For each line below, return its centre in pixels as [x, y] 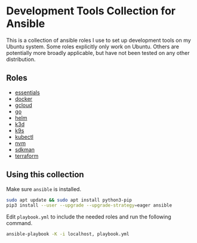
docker [24, 99]
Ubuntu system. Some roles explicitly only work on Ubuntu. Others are [93, 47]
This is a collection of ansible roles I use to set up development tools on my [98, 40]
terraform [27, 156]
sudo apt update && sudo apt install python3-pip [69, 200]
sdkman [24, 149]
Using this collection [45, 175]
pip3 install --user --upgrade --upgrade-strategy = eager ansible [89, 205]
